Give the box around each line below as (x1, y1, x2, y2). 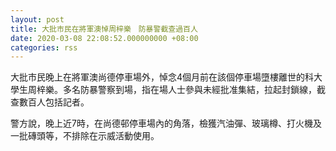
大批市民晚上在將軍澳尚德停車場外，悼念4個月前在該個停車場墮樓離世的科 (10, 71, 315, 83)
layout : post (10, 14, 65, 25)
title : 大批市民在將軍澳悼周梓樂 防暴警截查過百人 (10, 24, 198, 34)
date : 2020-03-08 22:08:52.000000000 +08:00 (10, 33, 199, 43)
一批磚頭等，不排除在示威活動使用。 (10, 130, 160, 142)
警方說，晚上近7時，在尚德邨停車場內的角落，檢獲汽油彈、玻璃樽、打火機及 (10, 117, 322, 130)
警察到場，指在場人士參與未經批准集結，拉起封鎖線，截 (97, 84, 326, 96)
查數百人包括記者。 (10, 96, 90, 108)
